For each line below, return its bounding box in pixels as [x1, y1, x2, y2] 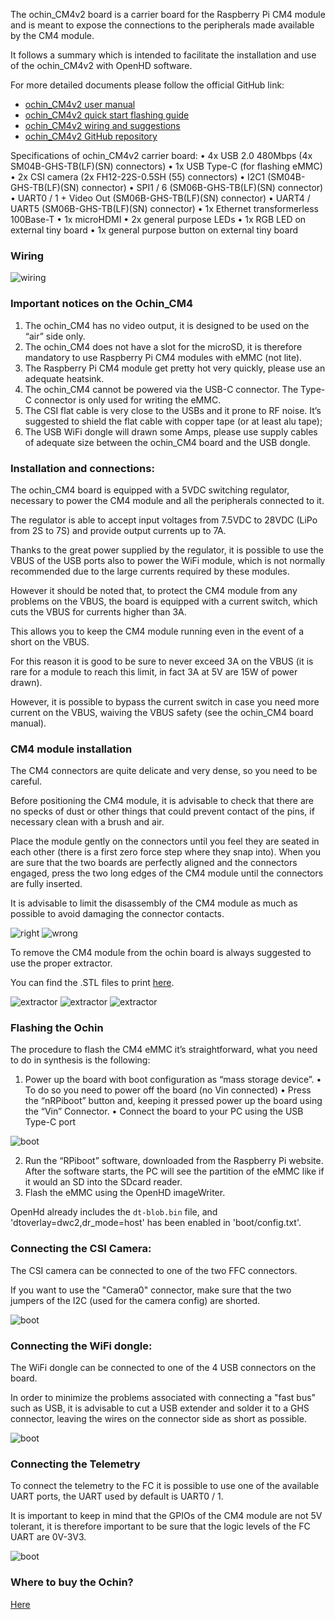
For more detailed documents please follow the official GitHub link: [10, 79, 285, 91]
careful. [10, 775, 43, 788]
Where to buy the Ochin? [10, 1575, 134, 1589]
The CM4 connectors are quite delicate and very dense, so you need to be [10, 765, 318, 777]
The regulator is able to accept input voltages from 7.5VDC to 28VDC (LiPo [10, 514, 318, 526]
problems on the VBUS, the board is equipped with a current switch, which [10, 595, 318, 607]
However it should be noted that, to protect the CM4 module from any [10, 584, 298, 596]
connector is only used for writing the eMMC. [33, 394, 222, 406]
